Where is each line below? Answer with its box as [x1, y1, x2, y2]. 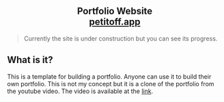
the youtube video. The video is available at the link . [7, 87, 154, 95]
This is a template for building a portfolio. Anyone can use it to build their [7, 72, 212, 81]
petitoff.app [89, 16, 141, 28]
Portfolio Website [76, 5, 153, 17]
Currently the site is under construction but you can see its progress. [23, 34, 218, 42]
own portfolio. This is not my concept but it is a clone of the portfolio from [7, 79, 214, 88]
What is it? [7, 54, 53, 66]
